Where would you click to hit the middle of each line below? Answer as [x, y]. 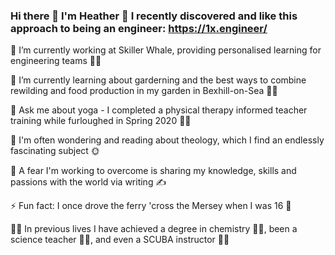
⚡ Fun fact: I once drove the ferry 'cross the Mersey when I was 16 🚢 [151, 206]
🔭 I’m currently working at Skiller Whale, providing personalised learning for [166, 50]
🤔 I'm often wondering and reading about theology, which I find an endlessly [167, 140]
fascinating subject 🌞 [55, 151]
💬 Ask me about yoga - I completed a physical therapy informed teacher [159, 110]
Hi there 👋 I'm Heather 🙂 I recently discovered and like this [154, 16]
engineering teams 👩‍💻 [56, 61]
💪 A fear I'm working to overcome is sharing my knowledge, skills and [153, 171]
